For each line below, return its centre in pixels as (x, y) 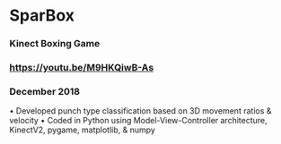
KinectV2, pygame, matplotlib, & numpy (82, 130)
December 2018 (45, 91)
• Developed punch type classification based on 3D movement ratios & (140, 111)
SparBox (42, 16)
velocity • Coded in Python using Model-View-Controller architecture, (138, 121)
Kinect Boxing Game (55, 44)
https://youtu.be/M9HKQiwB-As (82, 68)
